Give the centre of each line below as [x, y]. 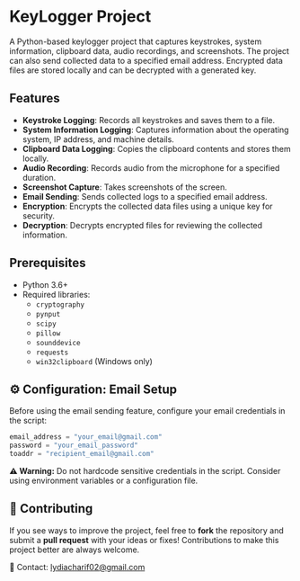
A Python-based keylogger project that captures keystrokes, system [136, 41]
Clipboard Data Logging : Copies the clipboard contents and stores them [157, 148]
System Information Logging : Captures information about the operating [155, 130]
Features [35, 98]
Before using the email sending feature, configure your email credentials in [147, 411]
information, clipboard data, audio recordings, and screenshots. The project [150, 50]
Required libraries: [56, 294]
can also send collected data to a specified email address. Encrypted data [146, 60]
